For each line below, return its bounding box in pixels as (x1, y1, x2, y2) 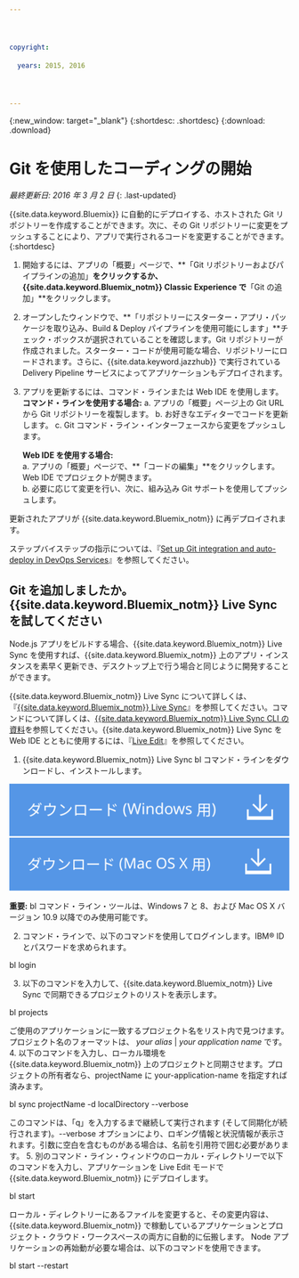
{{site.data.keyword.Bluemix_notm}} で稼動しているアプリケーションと (9, 1220, 269, 1231)
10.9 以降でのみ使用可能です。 (42, 911, 153, 922)
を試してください (9, 613, 102, 628)
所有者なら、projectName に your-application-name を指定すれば (47, 1070, 287, 1080)
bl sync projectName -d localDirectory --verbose (9, 1098, 189, 1109)
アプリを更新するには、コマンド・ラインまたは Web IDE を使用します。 (21, 386, 284, 396)
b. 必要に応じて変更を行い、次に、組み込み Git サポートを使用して (21, 483, 264, 493)
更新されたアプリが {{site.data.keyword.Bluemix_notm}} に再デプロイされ (9, 513, 279, 524)
